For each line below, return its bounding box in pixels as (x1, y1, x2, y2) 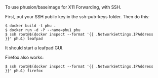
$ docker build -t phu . (5, 23, 56, 28)
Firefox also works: (5, 54, 44, 60)
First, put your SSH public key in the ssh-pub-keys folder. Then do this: (5, 14, 150, 19)
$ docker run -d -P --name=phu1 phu (5, 28, 80, 33)
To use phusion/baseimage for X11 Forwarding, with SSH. (5, 4, 121, 10)
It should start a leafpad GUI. (5, 45, 64, 51)
